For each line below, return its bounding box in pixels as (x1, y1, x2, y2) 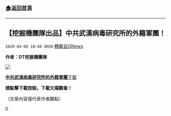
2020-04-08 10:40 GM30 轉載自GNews (5, 43, 83, 49)
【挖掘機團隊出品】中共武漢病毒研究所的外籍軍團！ (5, 29, 166, 37)
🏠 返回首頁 (5, 4, 33, 11)
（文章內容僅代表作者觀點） (5, 96, 64, 102)
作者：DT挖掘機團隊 (5, 54, 47, 60)
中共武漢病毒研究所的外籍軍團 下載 (5, 74, 77, 81)
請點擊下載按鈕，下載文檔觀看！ (5, 85, 72, 91)
